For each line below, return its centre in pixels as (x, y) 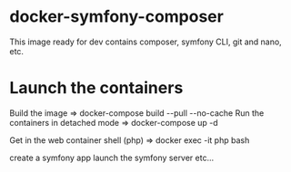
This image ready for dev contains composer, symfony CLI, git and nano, (145, 42)
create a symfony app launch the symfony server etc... (112, 158)
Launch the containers (96, 88)
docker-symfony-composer (117, 17)
